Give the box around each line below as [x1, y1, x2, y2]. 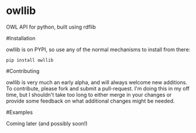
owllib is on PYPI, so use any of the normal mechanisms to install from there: [6, 45, 191, 53]
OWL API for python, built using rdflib [6, 23, 97, 30]
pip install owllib [6, 57, 54, 63]
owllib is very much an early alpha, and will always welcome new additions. [6, 79, 188, 86]
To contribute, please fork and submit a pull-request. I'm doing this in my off [6, 85, 190, 92]
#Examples [6, 108, 33, 116]
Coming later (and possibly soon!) [6, 120, 88, 127]
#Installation [6, 34, 36, 41]
